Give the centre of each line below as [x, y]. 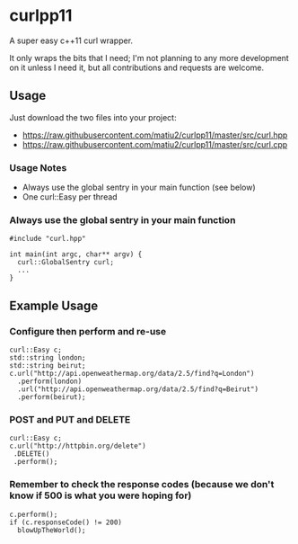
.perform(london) [50, 382]
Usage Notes [38, 167]
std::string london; [48, 358]
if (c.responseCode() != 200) [66, 522]
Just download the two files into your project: [93, 117]
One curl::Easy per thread [70, 197]
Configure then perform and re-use [88, 331]
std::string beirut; [48, 366]
